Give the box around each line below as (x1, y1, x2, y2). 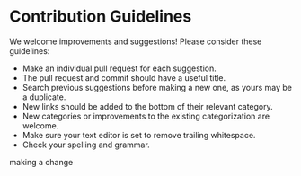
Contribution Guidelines (9, 6, 192, 27)
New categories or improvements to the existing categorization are (22, 110, 270, 121)
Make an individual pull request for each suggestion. (22, 63, 217, 74)
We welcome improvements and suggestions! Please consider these (9, 36, 262, 47)
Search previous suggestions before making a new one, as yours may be (22, 82, 293, 92)
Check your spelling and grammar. (22, 139, 150, 150)
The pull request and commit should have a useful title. (22, 72, 226, 83)
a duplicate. (22, 92, 66, 102)
